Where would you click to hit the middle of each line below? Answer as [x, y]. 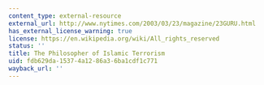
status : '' [27, 46]
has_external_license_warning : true [70, 31]
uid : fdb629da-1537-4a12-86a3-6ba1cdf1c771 [83, 62]
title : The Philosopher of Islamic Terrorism [87, 53]
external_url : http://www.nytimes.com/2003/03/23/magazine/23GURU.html [132, 23]
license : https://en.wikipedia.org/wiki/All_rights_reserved [114, 38]
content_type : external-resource [65, 16]
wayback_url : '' [36, 69]
